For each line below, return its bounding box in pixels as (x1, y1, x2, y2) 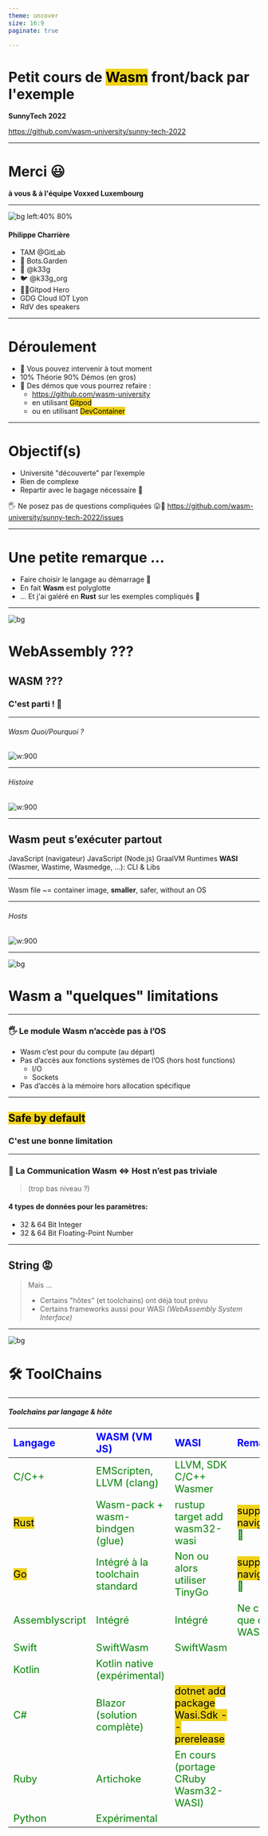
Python (13, 1812, 47, 1826)
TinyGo (174, 1586, 209, 1599)
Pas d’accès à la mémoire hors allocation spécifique (19, 1080, 191, 1091)
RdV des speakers (19, 302, 81, 312)
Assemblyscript (13, 1613, 86, 1627)
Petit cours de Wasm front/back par (8, 68, 250, 86)
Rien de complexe (19, 477, 80, 487)
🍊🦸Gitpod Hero (19, 285, 70, 295)
